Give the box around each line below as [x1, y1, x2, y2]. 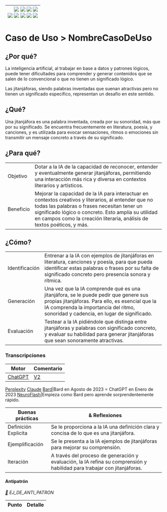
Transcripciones [5, 352, 46, 359]
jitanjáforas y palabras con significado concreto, [44, 324, 157, 331]
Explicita [7, 429, 28, 436]
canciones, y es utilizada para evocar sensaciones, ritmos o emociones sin [5, 129, 159, 135]
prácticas [15, 415, 39, 422]
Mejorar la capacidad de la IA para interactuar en [34, 190, 149, 197]
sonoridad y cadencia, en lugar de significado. [44, 310, 153, 317]
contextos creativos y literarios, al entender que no [34, 196, 153, 203]
